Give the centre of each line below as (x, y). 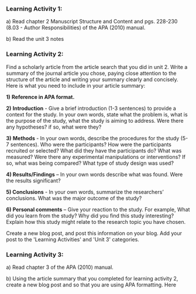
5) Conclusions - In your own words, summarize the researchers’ (85, 192)
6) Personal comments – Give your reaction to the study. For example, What (98, 209)
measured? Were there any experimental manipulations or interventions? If (96, 157)
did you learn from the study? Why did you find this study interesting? (90, 216)
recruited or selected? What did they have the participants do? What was (94, 150)
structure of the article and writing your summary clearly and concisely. (92, 79)
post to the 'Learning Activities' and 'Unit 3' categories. (73, 239)
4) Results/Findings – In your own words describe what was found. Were (94, 174)
